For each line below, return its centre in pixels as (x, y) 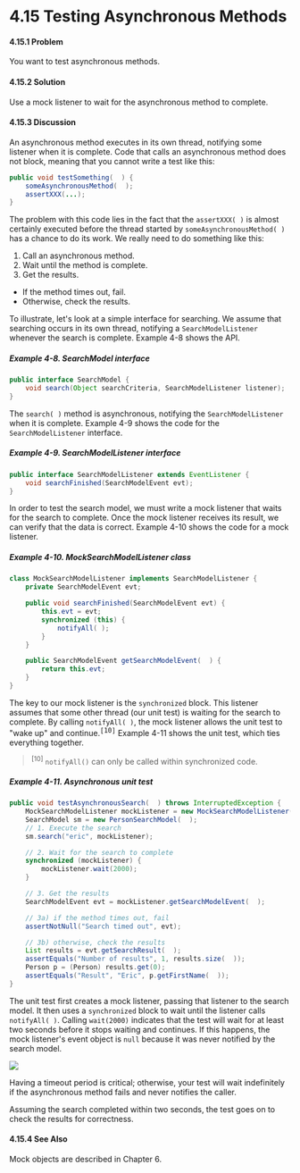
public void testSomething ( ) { (71, 177)
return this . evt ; (73, 669)
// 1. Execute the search (74, 828)
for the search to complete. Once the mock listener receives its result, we (144, 518)
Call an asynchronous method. (79, 256)
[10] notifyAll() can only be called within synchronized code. (144, 760)
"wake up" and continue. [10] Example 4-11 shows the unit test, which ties (145, 732)
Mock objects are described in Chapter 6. (86, 1160)
